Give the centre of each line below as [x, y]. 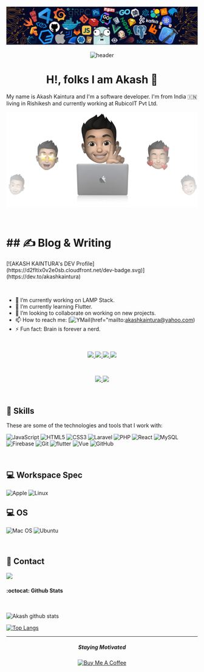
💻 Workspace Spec [45, 475]
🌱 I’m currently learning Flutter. [54, 307]
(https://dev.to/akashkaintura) [43, 276]
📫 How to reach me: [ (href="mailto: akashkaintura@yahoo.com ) [105, 320]
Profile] [85, 264]
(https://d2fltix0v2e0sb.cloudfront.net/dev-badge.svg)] [76, 270]
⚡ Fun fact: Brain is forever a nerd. [58, 329]
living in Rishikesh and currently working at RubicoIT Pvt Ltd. [82, 103]
